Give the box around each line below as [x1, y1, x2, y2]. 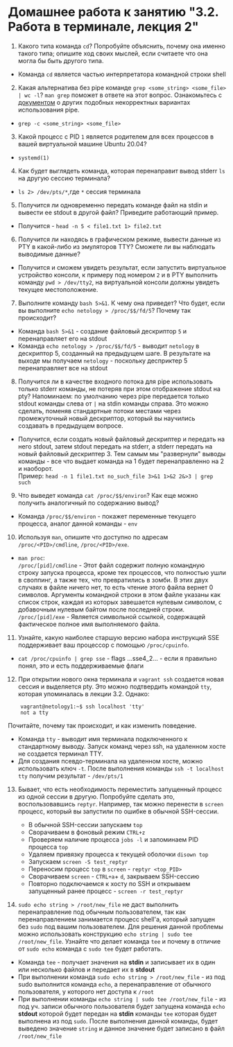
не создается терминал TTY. [17, 750, 103, 758]
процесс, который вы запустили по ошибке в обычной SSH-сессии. [17, 807, 219, 815]
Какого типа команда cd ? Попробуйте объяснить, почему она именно [17, 42, 226, 50]
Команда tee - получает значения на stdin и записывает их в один [17, 958, 216, 966]
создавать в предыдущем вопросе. [17, 421, 123, 430]
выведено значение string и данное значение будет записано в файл [17, 1024, 225, 1032]
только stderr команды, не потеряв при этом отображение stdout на [17, 384, 221, 392]
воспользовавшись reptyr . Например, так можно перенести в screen [17, 799, 224, 808]
